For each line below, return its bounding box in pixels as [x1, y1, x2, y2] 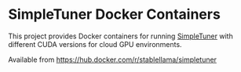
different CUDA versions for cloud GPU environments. [8, 39, 182, 49]
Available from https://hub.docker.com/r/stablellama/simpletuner [8, 55, 217, 64]
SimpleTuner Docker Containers [8, 5, 221, 23]
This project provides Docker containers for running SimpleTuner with [8, 31, 233, 41]
